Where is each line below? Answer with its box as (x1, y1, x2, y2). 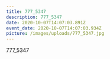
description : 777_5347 (6, 14, 62, 20)
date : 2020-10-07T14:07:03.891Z (6, 19, 86, 25)
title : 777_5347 (6, 8, 46, 15)
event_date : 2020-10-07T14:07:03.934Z (6, 25, 102, 31)
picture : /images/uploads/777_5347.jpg (6, 31, 105, 37)
